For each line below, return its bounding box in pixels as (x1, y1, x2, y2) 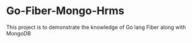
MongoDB (6, 29, 31, 37)
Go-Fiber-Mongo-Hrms (6, 4, 124, 18)
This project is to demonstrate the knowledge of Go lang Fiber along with (6, 24, 187, 31)
